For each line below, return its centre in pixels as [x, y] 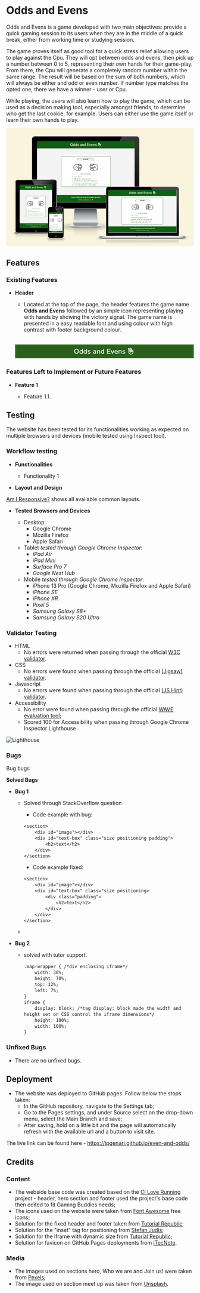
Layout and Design [38, 487]
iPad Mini [44, 560]
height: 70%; [51, 979]
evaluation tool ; [43, 716]
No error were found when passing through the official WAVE [99, 710]
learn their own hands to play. [43, 119]
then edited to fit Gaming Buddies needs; [65, 1205]
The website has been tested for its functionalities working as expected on [98, 429]
